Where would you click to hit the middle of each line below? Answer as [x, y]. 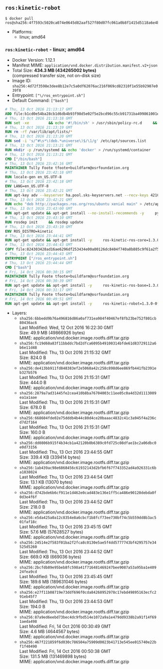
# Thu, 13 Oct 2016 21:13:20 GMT [39, 137]
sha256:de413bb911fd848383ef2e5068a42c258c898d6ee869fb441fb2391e [88, 368]
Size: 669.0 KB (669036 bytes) [50, 557]
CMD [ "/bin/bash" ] [24, 159]
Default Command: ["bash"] [40, 101]
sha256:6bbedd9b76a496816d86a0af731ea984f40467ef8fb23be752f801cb [88, 318]
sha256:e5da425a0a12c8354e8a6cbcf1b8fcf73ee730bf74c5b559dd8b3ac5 [88, 517]
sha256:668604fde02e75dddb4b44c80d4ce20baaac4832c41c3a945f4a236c [88, 418]
